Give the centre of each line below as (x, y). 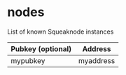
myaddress (97, 60)
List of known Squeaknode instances (61, 32)
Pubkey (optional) (41, 48)
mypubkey (28, 60)
